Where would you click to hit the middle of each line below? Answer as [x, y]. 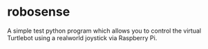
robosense [39, 12]
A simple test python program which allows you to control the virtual [104, 31]
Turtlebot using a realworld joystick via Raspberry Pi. [82, 37]
